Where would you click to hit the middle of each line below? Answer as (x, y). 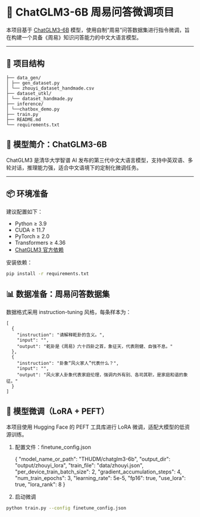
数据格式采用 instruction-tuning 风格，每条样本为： (69, 312)
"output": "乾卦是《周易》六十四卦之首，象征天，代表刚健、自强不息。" (95, 347)
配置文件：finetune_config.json (53, 447)
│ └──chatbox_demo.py (33, 109)
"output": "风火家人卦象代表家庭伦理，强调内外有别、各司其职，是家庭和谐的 (100, 375)
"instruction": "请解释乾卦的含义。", (61, 335)
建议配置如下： (24, 212)
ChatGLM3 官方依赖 (39, 250)
